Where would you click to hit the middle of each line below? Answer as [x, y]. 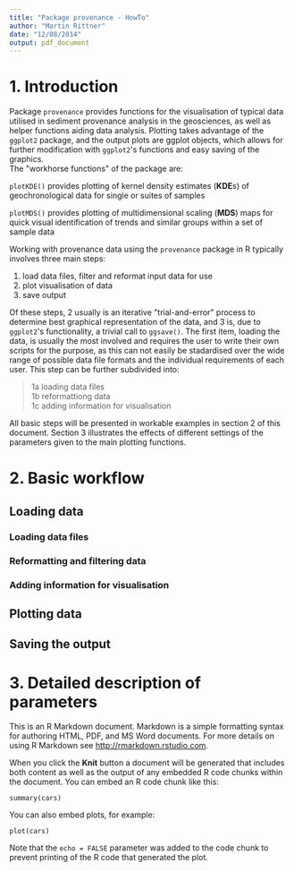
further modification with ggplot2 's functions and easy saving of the [134, 149]
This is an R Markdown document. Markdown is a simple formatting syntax [147, 727]
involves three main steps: [57, 259]
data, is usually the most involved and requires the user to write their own [144, 341]
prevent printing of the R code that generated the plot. [109, 858]
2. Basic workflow [77, 478]
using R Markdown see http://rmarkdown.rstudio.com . [109, 746]
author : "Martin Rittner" [57, 26]
